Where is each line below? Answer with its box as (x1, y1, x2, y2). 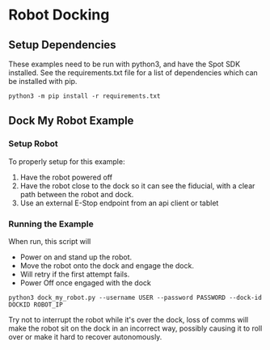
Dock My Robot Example (8, 114, 134, 128)
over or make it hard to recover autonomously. (8, 331, 162, 341)
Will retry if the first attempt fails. (19, 269, 130, 279)
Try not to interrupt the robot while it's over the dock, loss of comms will (8, 314, 249, 324)
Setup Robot (8, 138, 58, 150)
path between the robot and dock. (19, 189, 134, 199)
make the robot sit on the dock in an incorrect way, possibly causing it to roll (8, 323, 263, 333)
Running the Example (8, 218, 95, 230)
